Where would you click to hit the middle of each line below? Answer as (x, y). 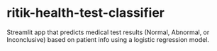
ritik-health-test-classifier (85, 13)
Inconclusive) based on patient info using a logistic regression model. (108, 39)
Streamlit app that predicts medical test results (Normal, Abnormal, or (108, 32)
